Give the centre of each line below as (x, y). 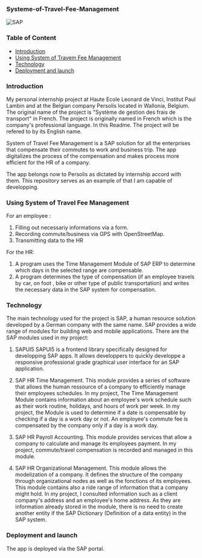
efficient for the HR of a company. (48, 162)
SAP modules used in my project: (47, 338)
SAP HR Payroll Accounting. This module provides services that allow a (103, 437)
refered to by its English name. (44, 131)
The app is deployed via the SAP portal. (55, 548)
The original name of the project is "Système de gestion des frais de (91, 112)
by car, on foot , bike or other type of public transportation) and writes (102, 283)
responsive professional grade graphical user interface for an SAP (97, 363)
